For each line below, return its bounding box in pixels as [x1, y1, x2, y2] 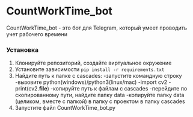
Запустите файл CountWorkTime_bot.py [14, 104, 116, 112]
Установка [6, 45, 39, 54]
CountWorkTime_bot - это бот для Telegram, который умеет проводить [6, 24, 188, 31]
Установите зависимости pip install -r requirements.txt [14, 66, 165, 73]
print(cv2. [14, 85, 40, 92]
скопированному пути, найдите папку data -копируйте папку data [14, 92, 185, 99]
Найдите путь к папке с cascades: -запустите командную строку [14, 72, 182, 80]
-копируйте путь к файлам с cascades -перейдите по [50, 85, 188, 92]
